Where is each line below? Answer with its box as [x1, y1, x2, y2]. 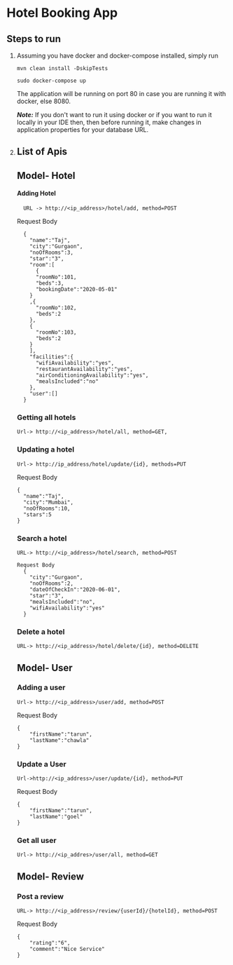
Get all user [16, 836, 57, 846]
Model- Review [16, 870, 85, 882]
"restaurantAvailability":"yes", [35, 365, 134, 372]
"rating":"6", [29, 940, 71, 947]
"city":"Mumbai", [23, 499, 74, 506]
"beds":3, [35, 279, 64, 287]
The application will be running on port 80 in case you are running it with [16, 90, 227, 97]
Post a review [16, 891, 64, 901]
